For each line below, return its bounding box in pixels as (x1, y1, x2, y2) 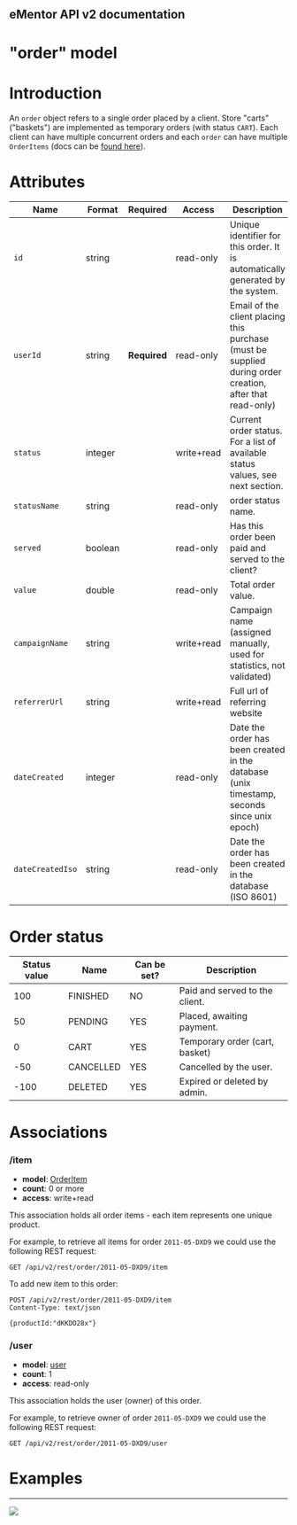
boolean (85, 542, 120, 555)
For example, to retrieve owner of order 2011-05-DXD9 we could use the (9, 1412, 267, 1423)
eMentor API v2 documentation (9, 7, 186, 22)
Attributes (9, 172, 86, 191)
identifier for (229, 230, 281, 242)
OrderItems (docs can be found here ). (9, 141, 146, 152)
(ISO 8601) (229, 891, 278, 903)
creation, (229, 377, 267, 389)
